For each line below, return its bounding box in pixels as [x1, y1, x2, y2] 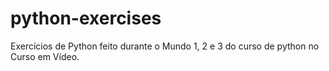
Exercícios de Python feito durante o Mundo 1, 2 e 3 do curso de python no [10, 40, 320, 52]
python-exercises [10, 7, 162, 30]
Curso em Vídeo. [10, 50, 80, 62]
